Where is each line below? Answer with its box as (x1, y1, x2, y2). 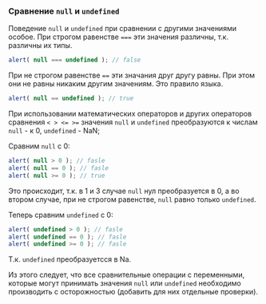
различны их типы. (8, 41, 73, 50)
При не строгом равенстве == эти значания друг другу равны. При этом (8, 70, 256, 81)
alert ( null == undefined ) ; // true (8, 94, 134, 103)
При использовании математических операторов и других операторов (8, 109, 252, 119)
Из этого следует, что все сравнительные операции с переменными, (8, 270, 245, 280)
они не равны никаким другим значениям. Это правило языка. (8, 79, 224, 89)
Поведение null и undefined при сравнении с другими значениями (8, 24, 237, 34)
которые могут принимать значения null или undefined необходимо (8, 278, 241, 288)
